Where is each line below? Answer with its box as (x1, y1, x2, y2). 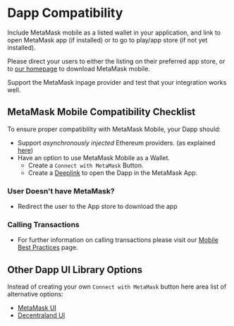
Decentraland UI (17, 311, 66, 320)
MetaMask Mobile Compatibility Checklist (7, 106, 196, 118)
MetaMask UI (17, 303, 56, 312)
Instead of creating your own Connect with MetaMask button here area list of (7, 282, 227, 291)
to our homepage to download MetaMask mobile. (7, 64, 150, 73)
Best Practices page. (17, 243, 78, 252)
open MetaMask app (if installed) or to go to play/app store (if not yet (7, 35, 208, 44)
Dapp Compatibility (7, 5, 123, 21)
